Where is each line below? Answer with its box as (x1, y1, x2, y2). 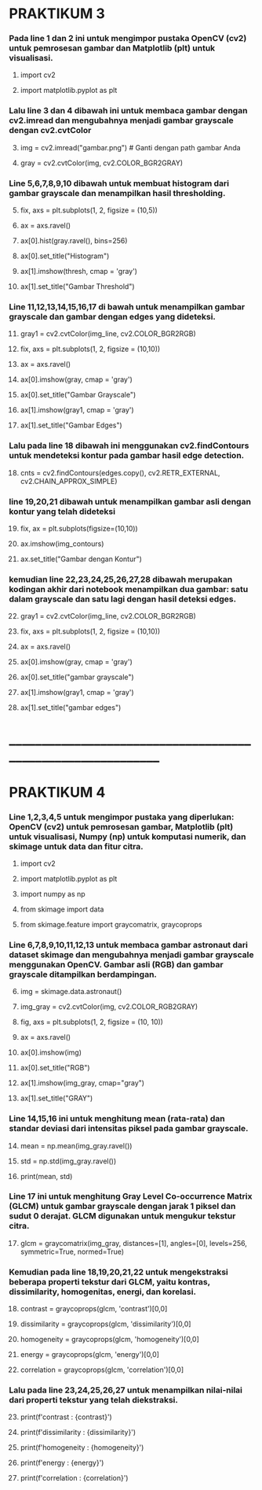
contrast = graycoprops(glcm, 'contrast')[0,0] (20, 1304, 168, 1314)
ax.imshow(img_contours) (20, 538, 104, 548)
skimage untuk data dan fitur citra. (9, 841, 144, 852)
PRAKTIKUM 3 (9, 5, 105, 23)
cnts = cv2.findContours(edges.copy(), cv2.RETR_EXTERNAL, (20, 468, 220, 477)
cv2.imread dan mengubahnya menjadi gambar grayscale (9, 115, 234, 126)
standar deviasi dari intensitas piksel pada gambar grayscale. (9, 1123, 249, 1134)
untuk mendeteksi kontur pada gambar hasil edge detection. (9, 450, 245, 461)
